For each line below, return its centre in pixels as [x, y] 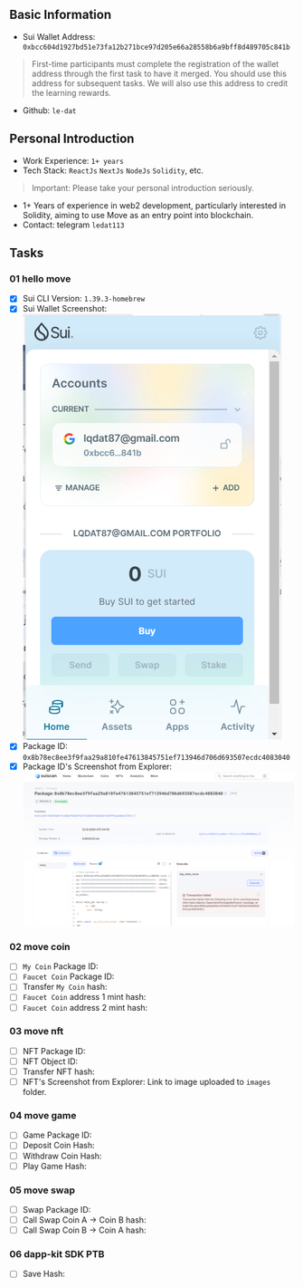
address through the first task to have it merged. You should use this [159, 73]
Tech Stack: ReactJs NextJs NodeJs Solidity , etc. [113, 170]
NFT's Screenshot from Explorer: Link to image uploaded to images [147, 1082]
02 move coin [40, 946]
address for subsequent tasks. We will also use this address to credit [160, 83]
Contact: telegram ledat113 [73, 225]
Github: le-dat [49, 110]
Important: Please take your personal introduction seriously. [143, 187]
